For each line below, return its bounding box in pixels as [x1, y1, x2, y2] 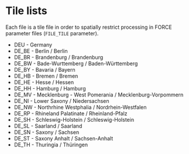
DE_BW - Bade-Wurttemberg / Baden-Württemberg [13, 60, 138, 67]
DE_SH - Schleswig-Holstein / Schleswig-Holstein [13, 116, 135, 123]
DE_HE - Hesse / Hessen [13, 78, 74, 86]
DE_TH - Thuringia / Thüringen [13, 141, 88, 148]
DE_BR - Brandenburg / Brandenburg [13, 53, 104, 61]
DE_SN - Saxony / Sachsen [13, 128, 80, 136]
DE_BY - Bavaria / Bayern [13, 66, 75, 73]
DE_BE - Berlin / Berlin [13, 47, 68, 54]
